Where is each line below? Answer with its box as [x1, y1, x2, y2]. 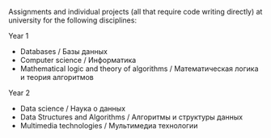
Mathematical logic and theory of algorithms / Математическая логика [19, 64, 259, 73]
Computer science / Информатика [19, 56, 137, 65]
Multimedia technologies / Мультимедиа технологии [19, 121, 198, 130]
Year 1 [8, 31, 29, 40]
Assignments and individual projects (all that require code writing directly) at [8, 7, 263, 16]
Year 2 [8, 88, 31, 98]
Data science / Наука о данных [19, 104, 126, 113]
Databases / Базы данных [19, 47, 108, 56]
